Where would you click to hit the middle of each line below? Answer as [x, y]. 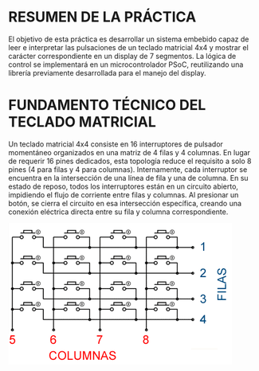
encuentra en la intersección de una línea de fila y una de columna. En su [128, 178]
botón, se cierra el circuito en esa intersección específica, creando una [125, 203]
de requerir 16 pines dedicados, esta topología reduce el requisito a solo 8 [130, 161]
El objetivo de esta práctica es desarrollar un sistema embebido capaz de [129, 39]
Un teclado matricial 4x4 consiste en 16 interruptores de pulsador [116, 144]
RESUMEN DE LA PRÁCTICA [102, 17]
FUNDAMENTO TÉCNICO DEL [107, 105]
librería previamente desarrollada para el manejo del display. [107, 72]
